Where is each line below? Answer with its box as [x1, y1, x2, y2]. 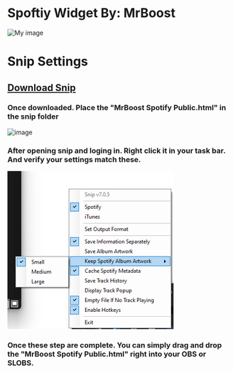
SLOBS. [7, 358, 34, 368]
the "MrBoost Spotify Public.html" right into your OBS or [7, 350, 207, 360]
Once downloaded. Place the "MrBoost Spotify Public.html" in [7, 103, 227, 113]
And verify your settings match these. [7, 154, 141, 164]
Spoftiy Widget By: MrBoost [7, 5, 176, 21]
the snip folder [7, 112, 59, 121]
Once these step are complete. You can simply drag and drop [7, 340, 222, 350]
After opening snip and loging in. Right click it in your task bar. [7, 146, 226, 156]
